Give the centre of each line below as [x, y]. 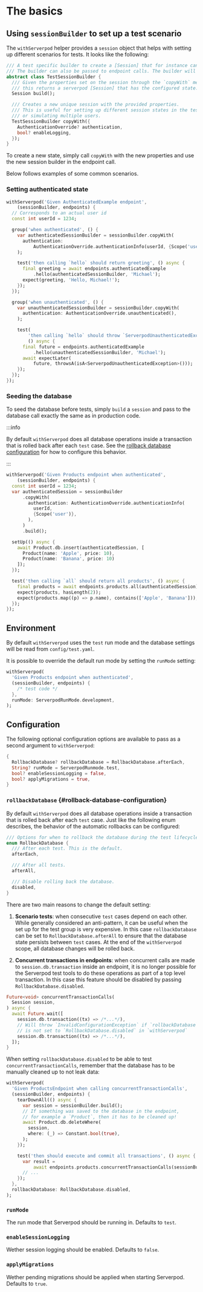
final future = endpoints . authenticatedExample [83, 347]
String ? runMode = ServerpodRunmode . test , [66, 768]
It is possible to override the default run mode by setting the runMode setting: [101, 661]
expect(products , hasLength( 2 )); [59, 592]
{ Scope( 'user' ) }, [55, 514]
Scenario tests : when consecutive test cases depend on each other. [101, 916]
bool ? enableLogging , [44, 133]
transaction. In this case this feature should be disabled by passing [98, 979]
